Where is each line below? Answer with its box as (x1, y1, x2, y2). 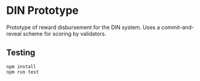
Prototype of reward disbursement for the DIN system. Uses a (6, 24, 160, 31)
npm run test (6, 69, 39, 75)
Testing (6, 48, 36, 58)
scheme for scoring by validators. (23, 30, 107, 37)
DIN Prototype (6, 4, 79, 18)
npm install (6, 63, 36, 70)
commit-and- (161, 24, 195, 31)
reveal (6, 30, 22, 37)
